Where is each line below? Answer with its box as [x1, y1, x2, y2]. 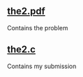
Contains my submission [7, 62, 77, 70]
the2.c [7, 44, 36, 56]
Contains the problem [7, 23, 69, 32]
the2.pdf [7, 5, 46, 17]
